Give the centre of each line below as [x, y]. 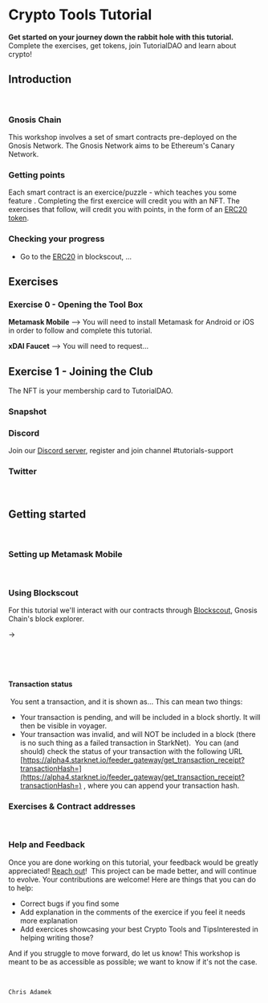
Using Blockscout [43, 592]
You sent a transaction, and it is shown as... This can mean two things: [126, 702]
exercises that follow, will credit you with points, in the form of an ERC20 [128, 210]
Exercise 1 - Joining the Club [81, 371]
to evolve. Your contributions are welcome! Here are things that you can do [132, 879]
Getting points [37, 174]
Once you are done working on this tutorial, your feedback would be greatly [133, 862]
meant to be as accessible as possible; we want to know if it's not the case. [133, 961]
